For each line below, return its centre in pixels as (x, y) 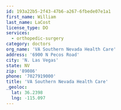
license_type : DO (27, 28)
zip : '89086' (22, 71)
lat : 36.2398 (27, 93)
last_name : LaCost (28, 22)
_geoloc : (17, 87)
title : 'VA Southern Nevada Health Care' (57, 82)
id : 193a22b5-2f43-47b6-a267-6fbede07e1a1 (58, 11)
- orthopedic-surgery (38, 38)
